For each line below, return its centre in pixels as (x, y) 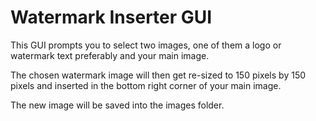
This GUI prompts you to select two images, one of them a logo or (146, 45)
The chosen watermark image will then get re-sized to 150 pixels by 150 (158, 75)
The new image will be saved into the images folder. (117, 105)
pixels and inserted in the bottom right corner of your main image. (146, 85)
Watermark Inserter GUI (111, 17)
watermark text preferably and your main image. (110, 55)
